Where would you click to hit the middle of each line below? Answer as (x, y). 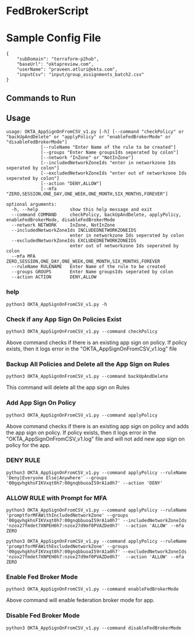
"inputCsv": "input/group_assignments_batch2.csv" (81, 75)
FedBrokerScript (47, 11)
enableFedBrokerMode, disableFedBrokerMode (61, 220)
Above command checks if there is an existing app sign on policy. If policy (97, 342)
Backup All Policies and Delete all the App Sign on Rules (88, 364)
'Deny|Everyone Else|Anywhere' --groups (57, 478)
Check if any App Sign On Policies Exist (64, 319)
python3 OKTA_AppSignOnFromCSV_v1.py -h (57, 304)
